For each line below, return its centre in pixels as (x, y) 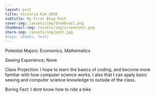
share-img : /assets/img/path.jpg (39, 32)
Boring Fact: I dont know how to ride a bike (48, 89)
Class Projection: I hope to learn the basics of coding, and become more (78, 69)
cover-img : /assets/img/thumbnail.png (44, 23)
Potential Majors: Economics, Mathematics (48, 50)
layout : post (18, 10)
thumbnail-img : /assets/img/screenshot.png (50, 28)
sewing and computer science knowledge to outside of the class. (70, 80)
